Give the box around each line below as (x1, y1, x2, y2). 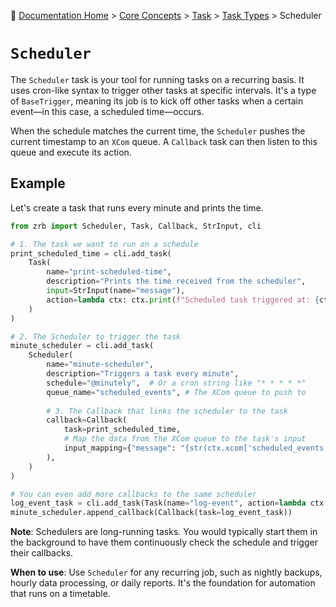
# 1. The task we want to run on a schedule (10, 239, 199, 249)
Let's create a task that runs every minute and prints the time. (10, 201, 264, 214)
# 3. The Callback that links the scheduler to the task (46, 406, 288, 416)
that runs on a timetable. (10, 588, 111, 600)
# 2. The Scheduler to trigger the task (10, 331, 182, 342)
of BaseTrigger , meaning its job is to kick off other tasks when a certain (10, 95, 304, 107)
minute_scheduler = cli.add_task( (10, 341, 155, 351)
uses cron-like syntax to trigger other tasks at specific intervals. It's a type (10, 84, 317, 96)
